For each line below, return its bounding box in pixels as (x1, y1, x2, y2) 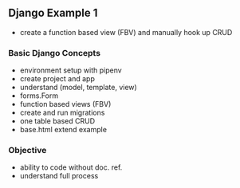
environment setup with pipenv (19, 65, 122, 75)
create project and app (19, 74, 96, 84)
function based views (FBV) (19, 100, 112, 109)
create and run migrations (19, 108, 105, 118)
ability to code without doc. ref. (19, 163, 123, 172)
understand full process (19, 171, 99, 181)
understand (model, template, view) (19, 83, 137, 92)
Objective (8, 145, 47, 156)
